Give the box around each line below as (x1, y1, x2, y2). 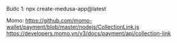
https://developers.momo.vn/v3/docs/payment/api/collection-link (6, 30, 172, 37)
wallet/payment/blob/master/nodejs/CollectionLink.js (6, 24, 139, 30)
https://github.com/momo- (25, 17, 93, 24)
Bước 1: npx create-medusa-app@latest (6, 5, 106, 12)
